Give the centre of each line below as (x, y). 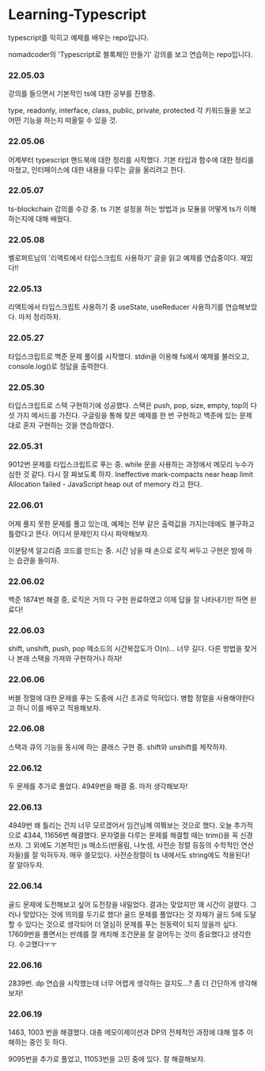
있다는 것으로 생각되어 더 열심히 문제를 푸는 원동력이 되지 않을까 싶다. (131, 924)
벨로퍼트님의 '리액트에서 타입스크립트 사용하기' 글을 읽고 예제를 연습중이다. (123, 258)
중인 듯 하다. (48, 1042)
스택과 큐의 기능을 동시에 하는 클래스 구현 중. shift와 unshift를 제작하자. (118, 747)
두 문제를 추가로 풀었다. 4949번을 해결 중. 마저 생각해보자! (98, 787)
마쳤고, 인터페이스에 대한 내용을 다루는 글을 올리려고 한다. (97, 170)
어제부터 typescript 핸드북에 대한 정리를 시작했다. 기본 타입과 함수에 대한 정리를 (131, 159)
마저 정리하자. (40, 317)
